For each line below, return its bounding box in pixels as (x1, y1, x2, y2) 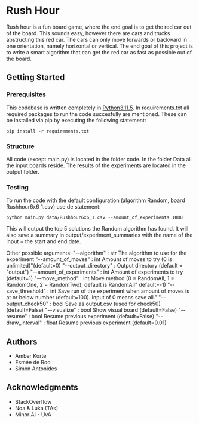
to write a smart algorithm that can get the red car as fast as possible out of (6, 48, 192, 56)
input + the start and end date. (6, 238, 81, 245)
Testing (6, 183, 29, 191)
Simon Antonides (14, 365, 57, 372)
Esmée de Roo (14, 359, 51, 366)
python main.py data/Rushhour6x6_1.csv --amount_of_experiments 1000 (6, 214, 183, 221)
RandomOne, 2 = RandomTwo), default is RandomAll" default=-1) (6, 281, 166, 289)
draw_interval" (6, 319, 42, 326)
